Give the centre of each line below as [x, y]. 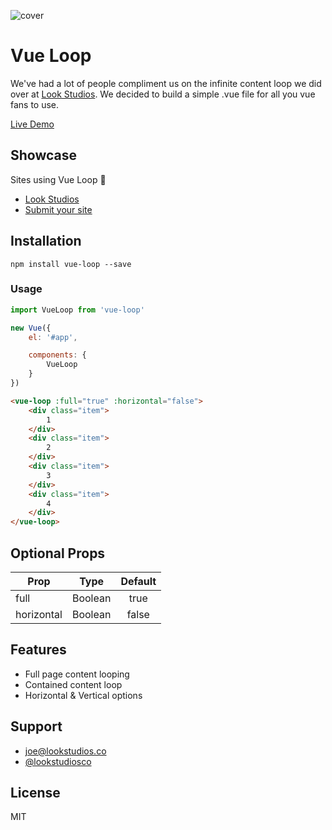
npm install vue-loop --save [71, 264]
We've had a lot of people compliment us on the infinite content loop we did [166, 83]
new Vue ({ [31, 328]
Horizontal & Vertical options [83, 695]
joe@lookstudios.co [65, 751]
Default [138, 582]
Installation [46, 241]
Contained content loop [73, 684]
